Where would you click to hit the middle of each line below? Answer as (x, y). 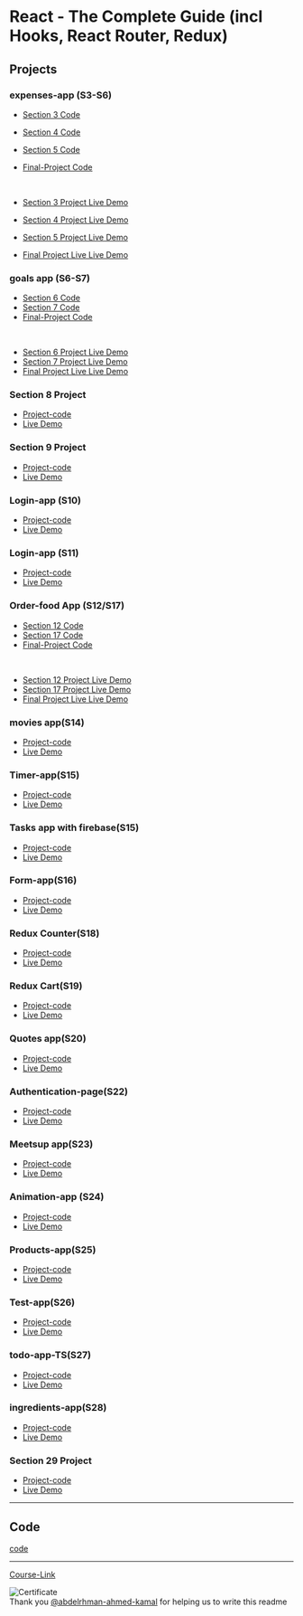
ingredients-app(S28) (58, 1408)
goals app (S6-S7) (50, 278)
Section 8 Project (48, 395)
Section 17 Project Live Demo (77, 689)
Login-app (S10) (46, 500)
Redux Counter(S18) (55, 933)
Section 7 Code (51, 307)
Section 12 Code (53, 625)
